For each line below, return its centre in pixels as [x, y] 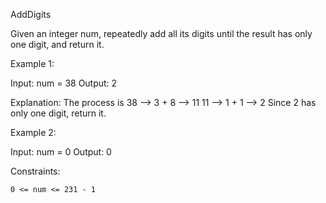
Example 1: [32, 63]
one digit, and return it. [57, 44]
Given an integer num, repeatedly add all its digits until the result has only [161, 33]
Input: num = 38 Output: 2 [64, 83]
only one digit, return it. [58, 113]
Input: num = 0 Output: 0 [61, 152]
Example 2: [33, 132]
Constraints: [35, 171]
